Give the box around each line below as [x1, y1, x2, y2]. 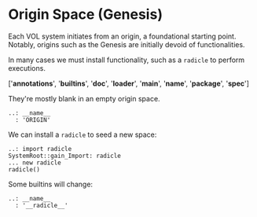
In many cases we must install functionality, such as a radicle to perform [8, 55, 245, 64]
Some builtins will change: [8, 179, 93, 189]
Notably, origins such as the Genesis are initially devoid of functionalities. [8, 39, 245, 49]
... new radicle [8, 159, 61, 167]
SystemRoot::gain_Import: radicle [8, 152, 122, 160]
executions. [8, 63, 46, 72]
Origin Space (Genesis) [8, 6, 163, 24]
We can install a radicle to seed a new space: [8, 130, 157, 139]
